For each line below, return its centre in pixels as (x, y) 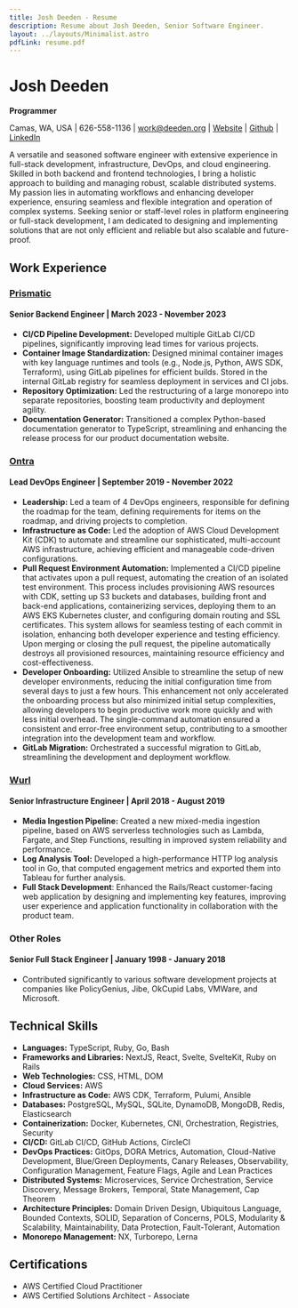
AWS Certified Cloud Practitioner (82, 1286)
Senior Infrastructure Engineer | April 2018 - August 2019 (117, 801)
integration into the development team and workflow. (119, 738)
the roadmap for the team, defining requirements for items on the (141, 511)
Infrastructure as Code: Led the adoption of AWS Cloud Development (150, 530)
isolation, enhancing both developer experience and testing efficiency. (151, 634)
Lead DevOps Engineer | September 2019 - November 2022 (121, 482)
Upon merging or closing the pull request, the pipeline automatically (146, 643)
